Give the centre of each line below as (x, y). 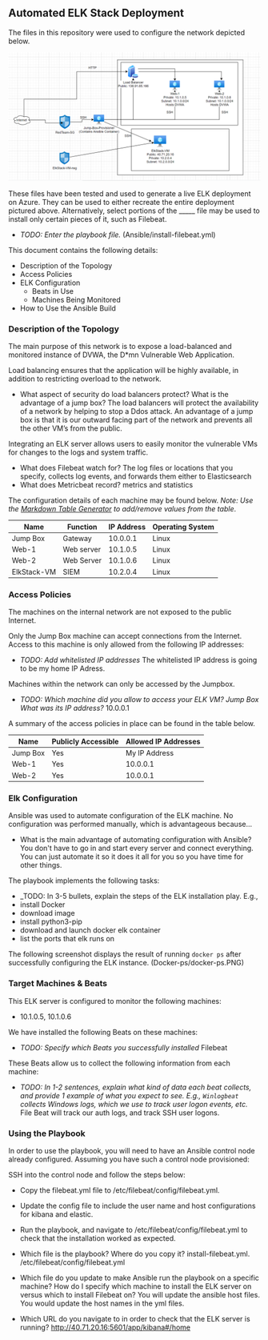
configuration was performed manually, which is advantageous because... (130, 824)
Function (82, 527)
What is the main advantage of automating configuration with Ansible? (136, 840)
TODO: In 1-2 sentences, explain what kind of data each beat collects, (136, 1087)
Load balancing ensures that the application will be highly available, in (124, 371)
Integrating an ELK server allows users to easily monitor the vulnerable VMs (133, 444)
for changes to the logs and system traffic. (78, 452)
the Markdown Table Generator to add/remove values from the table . (122, 509)
